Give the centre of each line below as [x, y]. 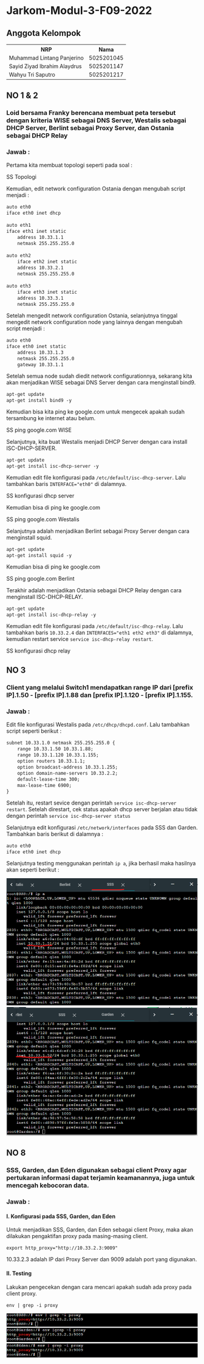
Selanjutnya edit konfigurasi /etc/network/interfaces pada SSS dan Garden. [102, 827]
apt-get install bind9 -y [39, 401]
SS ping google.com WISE [39, 430]
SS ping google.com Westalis [43, 519]
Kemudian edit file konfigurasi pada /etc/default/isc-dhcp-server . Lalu [96, 477]
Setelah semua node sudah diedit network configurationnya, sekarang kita [99, 376]
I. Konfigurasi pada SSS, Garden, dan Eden [61, 1216]
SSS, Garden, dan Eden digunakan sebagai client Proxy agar [97, 1170]
